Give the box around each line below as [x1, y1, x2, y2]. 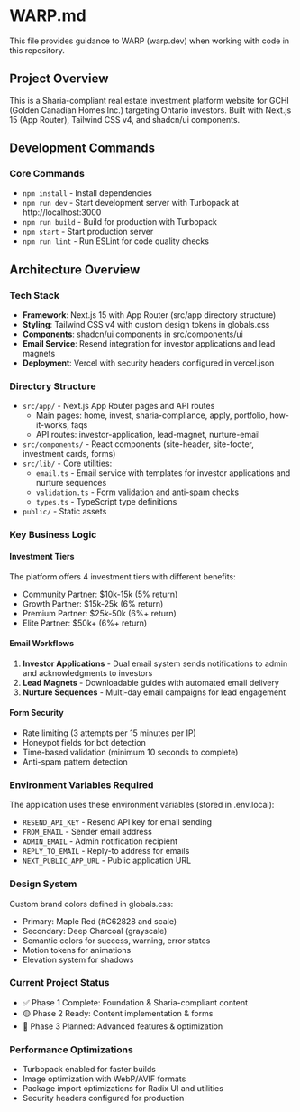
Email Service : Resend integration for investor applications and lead [22, 338, 276, 349]
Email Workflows [9, 638, 75, 649]
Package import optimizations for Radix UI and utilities [22, 1083, 223, 1094]
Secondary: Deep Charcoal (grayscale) [22, 925, 168, 936]
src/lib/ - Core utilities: [22, 458, 113, 469]
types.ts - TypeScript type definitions [35, 496, 177, 507]
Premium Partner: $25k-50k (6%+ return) [22, 607, 177, 618]
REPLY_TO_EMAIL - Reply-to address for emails [22, 846, 190, 857]
